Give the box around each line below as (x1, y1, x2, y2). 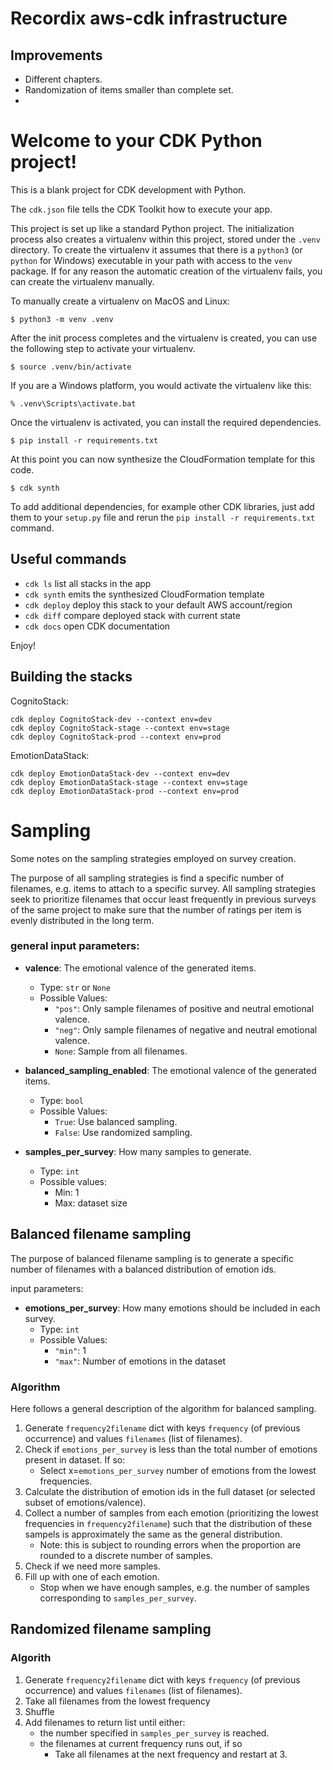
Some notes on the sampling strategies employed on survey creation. (10, 852, 297, 864)
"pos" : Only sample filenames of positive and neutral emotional (54, 1002, 315, 1014)
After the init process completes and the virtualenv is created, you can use (10, 332, 318, 344)
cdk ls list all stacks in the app (24, 577, 152, 589)
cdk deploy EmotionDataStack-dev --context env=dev (10, 768, 230, 779)
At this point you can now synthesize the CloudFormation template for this (10, 453, 316, 465)
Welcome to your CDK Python (10, 130, 263, 152)
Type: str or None (39, 981, 112, 993)
